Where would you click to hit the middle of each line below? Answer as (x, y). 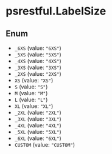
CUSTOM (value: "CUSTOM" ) (45, 145)
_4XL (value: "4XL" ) (38, 125)
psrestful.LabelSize (56, 11)
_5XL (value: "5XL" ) (38, 132)
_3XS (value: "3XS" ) (38, 67)
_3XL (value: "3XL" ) (38, 119)
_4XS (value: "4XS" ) (38, 61)
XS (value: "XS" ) (34, 80)
